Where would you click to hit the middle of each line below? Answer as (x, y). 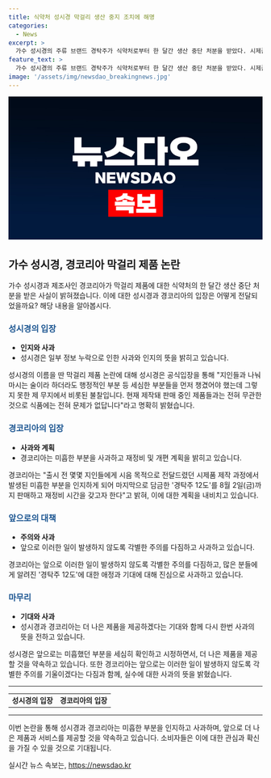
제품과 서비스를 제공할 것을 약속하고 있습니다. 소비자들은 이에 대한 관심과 (131, 738)
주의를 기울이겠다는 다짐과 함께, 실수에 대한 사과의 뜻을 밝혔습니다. (127, 674)
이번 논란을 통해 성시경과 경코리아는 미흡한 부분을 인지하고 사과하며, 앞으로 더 (130, 727)
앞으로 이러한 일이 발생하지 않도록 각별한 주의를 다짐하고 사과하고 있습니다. (138, 547)
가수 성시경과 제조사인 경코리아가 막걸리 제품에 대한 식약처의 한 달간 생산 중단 (130, 285)
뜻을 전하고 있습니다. (52, 637)
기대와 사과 (37, 617)
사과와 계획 (37, 447)
